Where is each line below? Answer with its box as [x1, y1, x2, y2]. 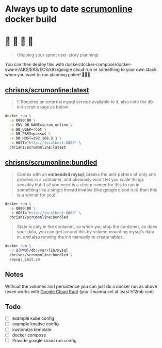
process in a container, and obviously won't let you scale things [16, 176, 144, 182]
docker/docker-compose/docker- [65, 62, 132, 68]
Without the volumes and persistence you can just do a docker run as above [5, 283, 158, 289]
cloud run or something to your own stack [73, 67, 157, 72]
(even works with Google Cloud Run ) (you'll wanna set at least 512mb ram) [5, 288, 154, 295]
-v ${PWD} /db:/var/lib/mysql [9, 248, 68, 253]
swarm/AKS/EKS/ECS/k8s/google [5, 67, 72, 72]
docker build [5, 14, 57, 25]
